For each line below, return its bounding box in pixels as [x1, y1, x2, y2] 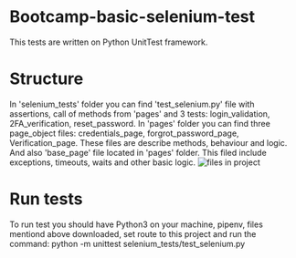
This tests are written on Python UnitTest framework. [9, 36, 208, 47]
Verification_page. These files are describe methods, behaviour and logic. [9, 137, 288, 148]
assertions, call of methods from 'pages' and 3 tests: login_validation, [9, 108, 270, 119]
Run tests [9, 189, 83, 210]
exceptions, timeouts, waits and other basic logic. [9, 157, 196, 168]
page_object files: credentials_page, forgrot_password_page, [9, 128, 239, 139]
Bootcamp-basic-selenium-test [9, 6, 256, 27]
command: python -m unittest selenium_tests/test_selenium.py [9, 238, 246, 249]
